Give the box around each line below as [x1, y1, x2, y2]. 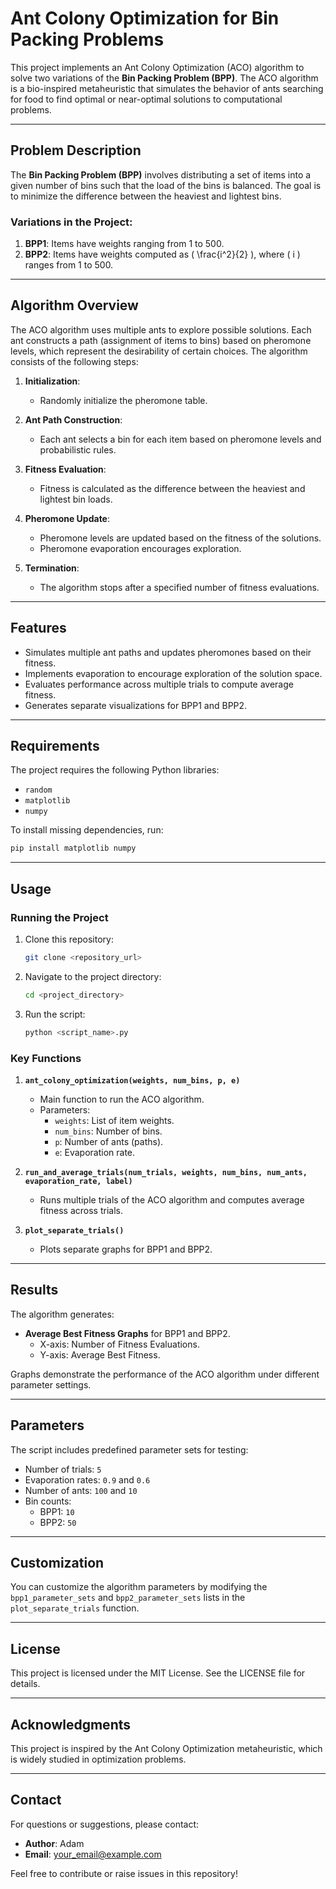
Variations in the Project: [10, 215, 133, 229]
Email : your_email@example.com [24, 1848, 162, 1860]
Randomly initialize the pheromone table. [39, 394, 208, 406]
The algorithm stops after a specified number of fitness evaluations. [39, 581, 320, 593]
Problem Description [10, 142, 142, 159]
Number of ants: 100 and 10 [24, 1484, 138, 1496]
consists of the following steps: [10, 355, 139, 367]
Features [10, 620, 67, 637]
